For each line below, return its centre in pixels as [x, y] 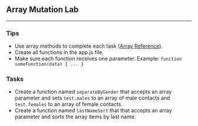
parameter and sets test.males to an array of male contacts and [92, 98]
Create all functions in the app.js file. [59, 52]
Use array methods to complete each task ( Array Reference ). [89, 46]
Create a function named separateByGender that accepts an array [93, 92]
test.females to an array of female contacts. [68, 104]
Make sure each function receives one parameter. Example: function [98, 59]
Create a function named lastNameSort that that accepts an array [93, 111]
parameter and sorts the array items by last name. [75, 117]
